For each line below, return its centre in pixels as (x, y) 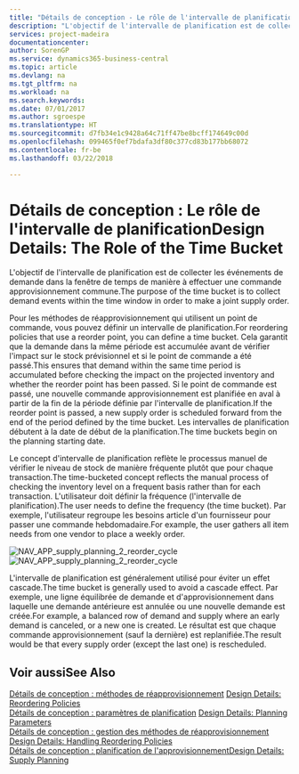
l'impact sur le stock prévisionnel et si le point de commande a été (130, 356)
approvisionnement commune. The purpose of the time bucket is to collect (145, 291)
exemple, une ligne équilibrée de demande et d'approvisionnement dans (141, 597)
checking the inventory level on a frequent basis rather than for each (135, 487)
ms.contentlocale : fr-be (55, 150)
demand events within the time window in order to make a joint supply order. (149, 301)
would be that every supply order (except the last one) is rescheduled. (138, 644)
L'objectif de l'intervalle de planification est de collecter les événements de (146, 273)
